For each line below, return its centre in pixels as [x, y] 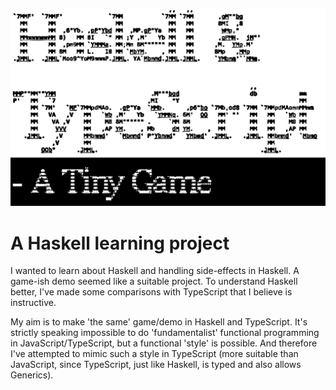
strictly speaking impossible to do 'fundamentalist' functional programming [165, 333]
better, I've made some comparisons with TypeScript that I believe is [151, 292]
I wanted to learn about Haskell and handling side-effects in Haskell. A [155, 271]
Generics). [32, 375]
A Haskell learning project [120, 243]
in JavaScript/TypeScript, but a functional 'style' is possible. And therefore [164, 343]
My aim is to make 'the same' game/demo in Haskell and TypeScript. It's [159, 322]
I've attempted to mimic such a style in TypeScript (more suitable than [154, 354]
